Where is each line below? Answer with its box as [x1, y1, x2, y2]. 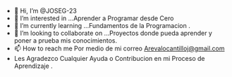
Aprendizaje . [13, 62, 53, 70]
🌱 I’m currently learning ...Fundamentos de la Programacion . [13, 22, 190, 29]
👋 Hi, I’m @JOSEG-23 [13, 7, 78, 15]
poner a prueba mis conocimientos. [13, 36, 118, 45]
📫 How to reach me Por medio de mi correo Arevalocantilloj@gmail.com [13, 44, 225, 52]
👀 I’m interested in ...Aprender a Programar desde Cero [13, 14, 174, 22]
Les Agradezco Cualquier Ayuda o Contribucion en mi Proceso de [13, 55, 205, 62]
